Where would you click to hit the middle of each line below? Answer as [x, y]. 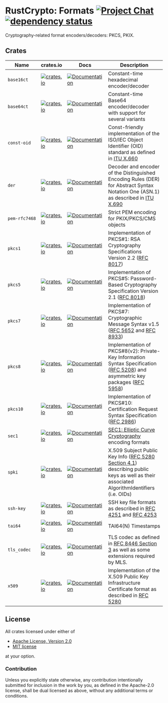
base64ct [18, 106]
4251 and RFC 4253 [132, 514]
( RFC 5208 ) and [127, 369]
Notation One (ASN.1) [134, 191]
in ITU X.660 [123, 158]
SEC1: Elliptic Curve [131, 429]
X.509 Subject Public [133, 450]
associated [121, 481]
